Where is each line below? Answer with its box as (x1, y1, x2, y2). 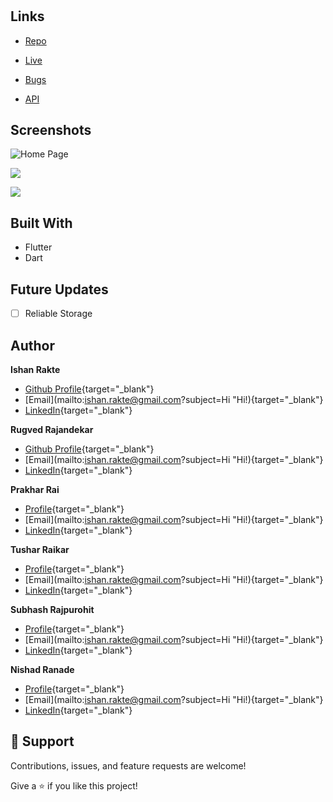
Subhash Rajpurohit (10, 603, 95, 615)
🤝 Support (10, 733, 75, 750)
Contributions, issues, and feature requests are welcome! (10, 759, 247, 772)
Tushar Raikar (10, 543, 70, 555)
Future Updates (10, 281, 109, 298)
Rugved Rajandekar (10, 423, 94, 435)
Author (10, 337, 55, 354)
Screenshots (10, 122, 92, 138)
